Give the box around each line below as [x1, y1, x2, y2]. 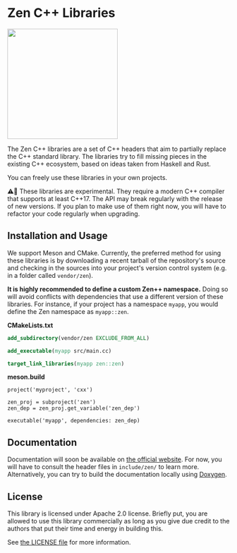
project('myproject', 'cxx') [7, 387, 93, 394]
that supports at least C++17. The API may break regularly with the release [7, 194, 223, 202]
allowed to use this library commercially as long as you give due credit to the [7, 517, 230, 525]
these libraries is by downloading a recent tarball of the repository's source [7, 256, 226, 265]
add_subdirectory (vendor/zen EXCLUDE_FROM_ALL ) [7, 334, 150, 341]
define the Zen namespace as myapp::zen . [7, 307, 129, 315]
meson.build [7, 372, 45, 382]
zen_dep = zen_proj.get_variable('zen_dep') [7, 405, 140, 412]
